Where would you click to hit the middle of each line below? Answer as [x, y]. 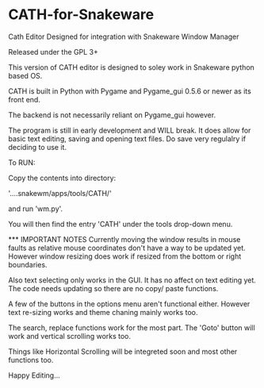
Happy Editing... [34, 375]
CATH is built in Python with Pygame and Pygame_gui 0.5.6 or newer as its [130, 91]
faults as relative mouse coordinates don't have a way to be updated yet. [127, 248]
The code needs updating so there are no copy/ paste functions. [113, 288]
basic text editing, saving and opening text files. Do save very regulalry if [127, 138]
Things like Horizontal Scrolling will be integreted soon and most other [123, 352]
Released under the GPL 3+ [54, 52]
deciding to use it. [38, 147]
